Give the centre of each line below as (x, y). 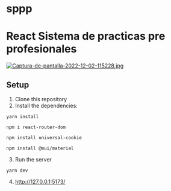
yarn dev (17, 171)
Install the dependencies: (46, 105)
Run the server (33, 159)
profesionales (42, 49)
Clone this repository (41, 99)
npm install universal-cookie (44, 137)
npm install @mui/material (40, 148)
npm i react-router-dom (36, 127)
